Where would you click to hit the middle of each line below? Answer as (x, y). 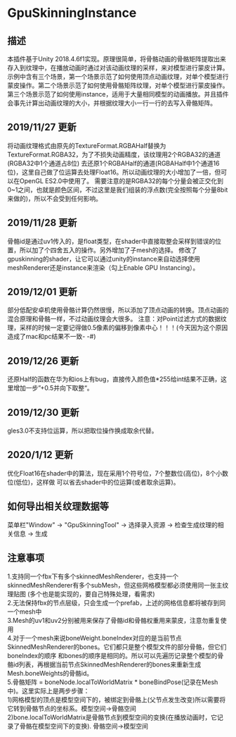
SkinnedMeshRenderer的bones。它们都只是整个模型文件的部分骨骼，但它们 (117, 647)
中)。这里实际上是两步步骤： (48, 690)
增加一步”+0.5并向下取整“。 (53, 388)
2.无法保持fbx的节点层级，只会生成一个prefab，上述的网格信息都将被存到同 (117, 602)
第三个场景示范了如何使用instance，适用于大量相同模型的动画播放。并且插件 (118, 94)
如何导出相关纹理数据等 (58, 506)
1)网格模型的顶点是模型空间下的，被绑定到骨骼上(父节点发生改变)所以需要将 (117, 700)
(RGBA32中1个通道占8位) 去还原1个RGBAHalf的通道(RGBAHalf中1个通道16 (113, 163)
